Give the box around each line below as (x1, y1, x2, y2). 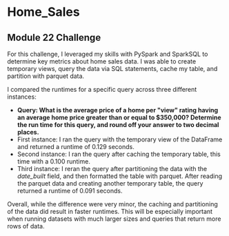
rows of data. (7, 222, 45, 230)
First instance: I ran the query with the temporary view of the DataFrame (17, 135, 223, 144)
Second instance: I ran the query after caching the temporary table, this (17, 150, 221, 158)
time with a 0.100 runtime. (17, 157, 91, 166)
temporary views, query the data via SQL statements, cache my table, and (7, 65, 218, 72)
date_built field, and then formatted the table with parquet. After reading (17, 172, 223, 180)
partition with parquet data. (7, 72, 85, 80)
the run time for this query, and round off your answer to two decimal (17, 121, 219, 128)
